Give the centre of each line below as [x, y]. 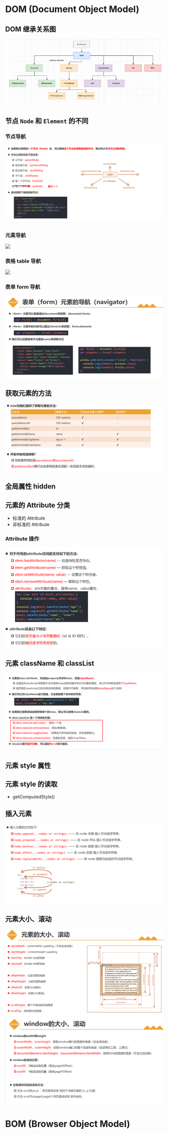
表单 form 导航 [23, 287]
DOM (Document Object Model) [72, 9]
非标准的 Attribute [31, 525]
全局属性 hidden [30, 487]
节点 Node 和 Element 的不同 [47, 121]
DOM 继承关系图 [31, 29]
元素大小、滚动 [28, 919]
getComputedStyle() [34, 796]
